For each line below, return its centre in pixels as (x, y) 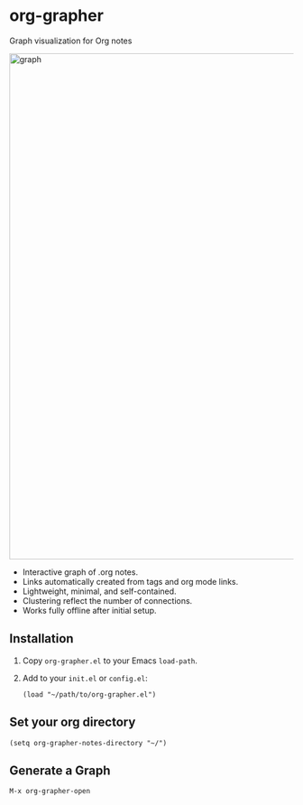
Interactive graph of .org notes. (80, 572)
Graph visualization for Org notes (71, 41)
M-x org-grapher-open (50, 791)
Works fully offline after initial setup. (89, 610)
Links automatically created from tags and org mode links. (130, 581)
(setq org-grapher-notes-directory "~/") (88, 743)
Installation (41, 638)
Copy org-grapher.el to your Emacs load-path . (110, 661)
